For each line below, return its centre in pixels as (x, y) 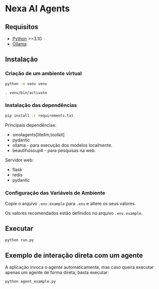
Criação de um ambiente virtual (44, 74)
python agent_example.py (31, 282)
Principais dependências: (31, 125)
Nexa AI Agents (37, 9)
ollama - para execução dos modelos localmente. (62, 145)
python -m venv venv (26, 84)
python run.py (20, 240)
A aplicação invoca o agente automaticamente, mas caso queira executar (79, 267)
